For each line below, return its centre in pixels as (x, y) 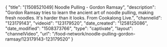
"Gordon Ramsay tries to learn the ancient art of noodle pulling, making (79, 12)
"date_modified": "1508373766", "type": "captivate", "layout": (69, 28)
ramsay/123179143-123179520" (38, 39)
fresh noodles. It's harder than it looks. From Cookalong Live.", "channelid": (83, 18)
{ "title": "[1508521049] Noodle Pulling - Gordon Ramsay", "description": (80, 7)
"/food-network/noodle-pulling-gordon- (94, 34)
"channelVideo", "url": (28, 34)
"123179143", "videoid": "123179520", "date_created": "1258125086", (77, 23)
